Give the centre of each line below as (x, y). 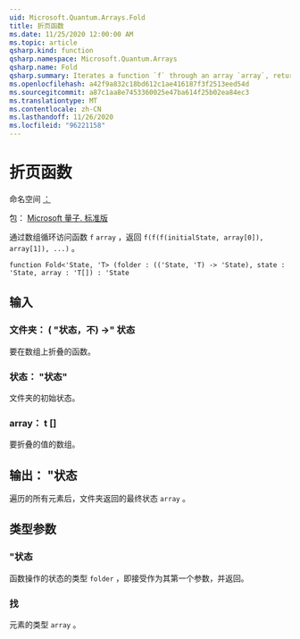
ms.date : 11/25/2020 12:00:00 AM (71, 34)
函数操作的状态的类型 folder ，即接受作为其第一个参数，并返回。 (129, 578)
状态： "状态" (38, 376)
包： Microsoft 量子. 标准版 (59, 218)
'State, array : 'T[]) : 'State (69, 273)
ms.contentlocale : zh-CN (55, 109)
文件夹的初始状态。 (45, 398)
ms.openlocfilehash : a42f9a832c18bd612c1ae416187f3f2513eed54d (129, 84)
